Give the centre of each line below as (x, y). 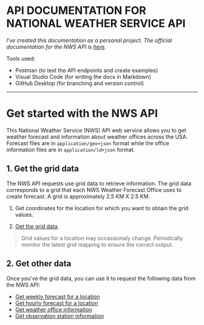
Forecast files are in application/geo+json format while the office (88, 143)
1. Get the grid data (42, 169)
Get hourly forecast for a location (56, 303)
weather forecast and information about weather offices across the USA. (97, 137)
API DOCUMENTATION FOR (76, 11)
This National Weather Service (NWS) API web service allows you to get (96, 130)
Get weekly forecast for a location (57, 296)
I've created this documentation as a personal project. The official (89, 40)
